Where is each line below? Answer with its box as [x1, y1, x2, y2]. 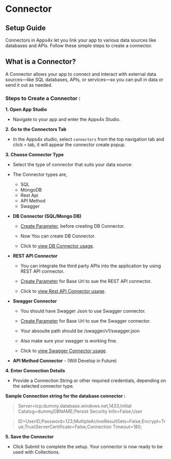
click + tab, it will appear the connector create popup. [12, 142, 126, 148]
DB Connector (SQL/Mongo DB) [12, 213, 82, 219]
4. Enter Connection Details [5, 368, 65, 374]
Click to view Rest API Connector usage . [20, 288, 106, 294]
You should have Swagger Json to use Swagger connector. [20, 308, 146, 314]
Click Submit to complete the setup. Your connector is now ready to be [12, 444, 163, 450]
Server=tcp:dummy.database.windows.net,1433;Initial [17, 403, 132, 409]
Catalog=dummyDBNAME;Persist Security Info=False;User [17, 408, 143, 414]
